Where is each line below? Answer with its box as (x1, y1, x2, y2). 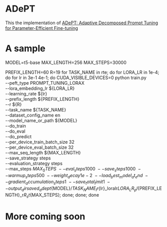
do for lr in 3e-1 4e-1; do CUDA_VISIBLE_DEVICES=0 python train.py (5, 74, 147, 81)
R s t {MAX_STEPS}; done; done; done (23, 192, 99, 199)
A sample (5, 43, 45, 54)
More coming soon (5, 211, 86, 222)
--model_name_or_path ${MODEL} (5, 117, 78, 124)
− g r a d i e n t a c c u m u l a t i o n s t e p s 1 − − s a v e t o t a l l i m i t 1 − (5, 179, 110, 186)
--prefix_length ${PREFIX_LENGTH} (5, 96, 80, 102)
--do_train (5, 123, 26, 129)
